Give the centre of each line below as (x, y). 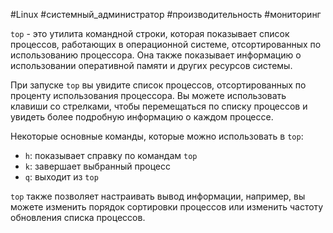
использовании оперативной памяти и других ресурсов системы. (151, 65)
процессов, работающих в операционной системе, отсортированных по (166, 44)
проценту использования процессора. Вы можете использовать (148, 95)
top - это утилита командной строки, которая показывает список (150, 33)
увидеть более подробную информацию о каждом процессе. (142, 117)
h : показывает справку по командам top (111, 155)
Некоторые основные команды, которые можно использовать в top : (157, 136)
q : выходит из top (61, 177)
